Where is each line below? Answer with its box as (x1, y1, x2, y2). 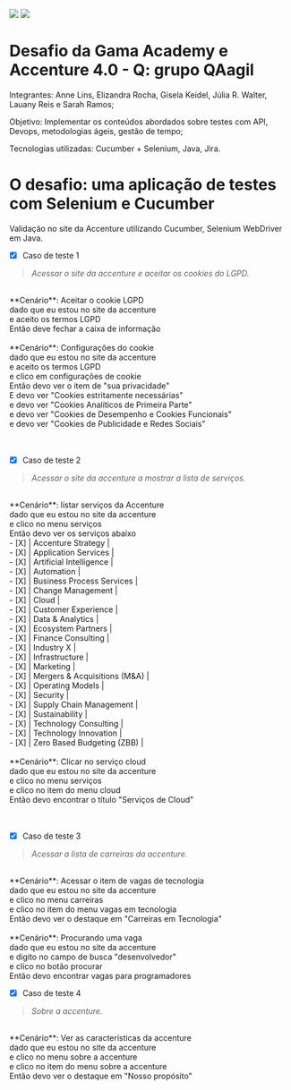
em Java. (9, 233, 43, 243)
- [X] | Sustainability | (9, 709, 88, 720)
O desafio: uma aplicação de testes (9, 175, 277, 195)
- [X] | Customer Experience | (9, 604, 118, 615)
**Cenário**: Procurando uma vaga (9, 932, 143, 943)
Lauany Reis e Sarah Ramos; (9, 98, 115, 109)
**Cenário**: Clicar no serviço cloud (9, 756, 146, 767)
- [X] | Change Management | (9, 585, 118, 595)
